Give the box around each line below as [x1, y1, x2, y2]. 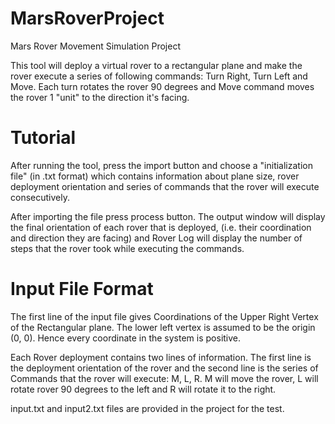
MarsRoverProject [10, 7, 165, 30]
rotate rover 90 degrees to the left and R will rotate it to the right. [10, 383, 277, 395]
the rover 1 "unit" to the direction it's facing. [10, 91, 190, 103]
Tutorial [10, 127, 77, 149]
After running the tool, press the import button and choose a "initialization [10, 159, 313, 171]
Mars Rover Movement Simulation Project [10, 40, 181, 52]
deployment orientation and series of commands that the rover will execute [10, 180, 320, 192]
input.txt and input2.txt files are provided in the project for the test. [10, 402, 285, 414]
